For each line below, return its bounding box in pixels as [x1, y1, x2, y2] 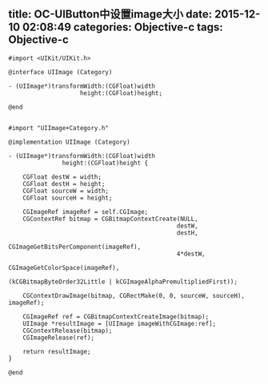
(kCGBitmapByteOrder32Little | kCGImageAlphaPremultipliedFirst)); [8, 278, 238, 286]
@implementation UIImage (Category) [8, 138, 130, 146]
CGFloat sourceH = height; [22, 194, 113, 202]
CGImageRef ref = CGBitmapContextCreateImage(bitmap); [22, 312, 210, 321]
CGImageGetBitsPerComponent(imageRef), [8, 243, 142, 251]
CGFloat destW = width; [22, 172, 102, 181]
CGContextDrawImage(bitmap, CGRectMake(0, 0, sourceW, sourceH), [22, 291, 246, 299]
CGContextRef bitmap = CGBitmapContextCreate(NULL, [22, 215, 198, 223]
